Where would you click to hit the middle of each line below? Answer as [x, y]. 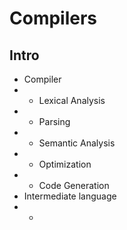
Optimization [65, 164]
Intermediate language [70, 196]
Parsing [54, 121]
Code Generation [74, 185]
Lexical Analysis [72, 100]
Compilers [53, 18]
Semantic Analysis [77, 143]
